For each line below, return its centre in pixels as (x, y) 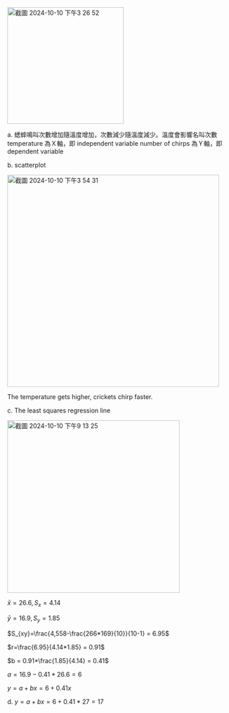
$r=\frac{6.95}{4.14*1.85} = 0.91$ (56, 647)
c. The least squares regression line (59, 410)
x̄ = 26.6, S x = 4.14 (34, 603)
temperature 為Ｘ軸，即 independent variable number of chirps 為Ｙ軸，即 (115, 143)
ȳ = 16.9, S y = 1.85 (34, 619)
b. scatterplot (27, 165)
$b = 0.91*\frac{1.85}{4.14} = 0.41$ (58, 660)
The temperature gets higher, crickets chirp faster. (80, 397)
